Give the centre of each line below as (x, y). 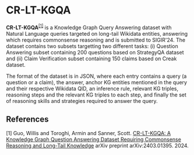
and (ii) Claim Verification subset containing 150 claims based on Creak (91, 58)
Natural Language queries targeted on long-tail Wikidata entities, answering (97, 33)
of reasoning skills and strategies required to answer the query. (82, 101)
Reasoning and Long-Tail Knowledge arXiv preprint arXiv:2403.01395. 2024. (98, 146)
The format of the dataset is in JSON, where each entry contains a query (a (96, 76)
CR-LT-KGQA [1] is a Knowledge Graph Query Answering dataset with (89, 27)
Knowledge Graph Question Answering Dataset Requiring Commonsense (94, 139)
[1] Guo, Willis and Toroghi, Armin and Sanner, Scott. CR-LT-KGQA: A (88, 133)
